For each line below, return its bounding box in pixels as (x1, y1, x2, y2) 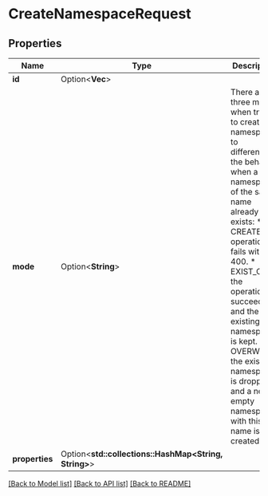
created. (230, 435, 262, 447)
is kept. (230, 336, 258, 347)
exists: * (230, 216, 262, 227)
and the (230, 306, 259, 317)
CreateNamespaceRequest (8, 5, 191, 23)
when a (230, 167, 258, 177)
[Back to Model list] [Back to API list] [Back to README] (8, 479, 191, 488)
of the (230, 187, 253, 197)
